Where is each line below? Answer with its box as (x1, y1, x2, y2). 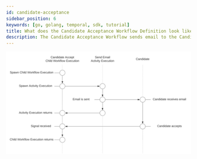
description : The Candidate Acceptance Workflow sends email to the (6, 34, 177, 40)
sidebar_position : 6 (6, 15, 57, 22)
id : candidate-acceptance (6, 9, 69, 15)
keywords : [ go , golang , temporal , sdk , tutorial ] (6, 22, 130, 28)
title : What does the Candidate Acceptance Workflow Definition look (6, 28, 180, 34)
